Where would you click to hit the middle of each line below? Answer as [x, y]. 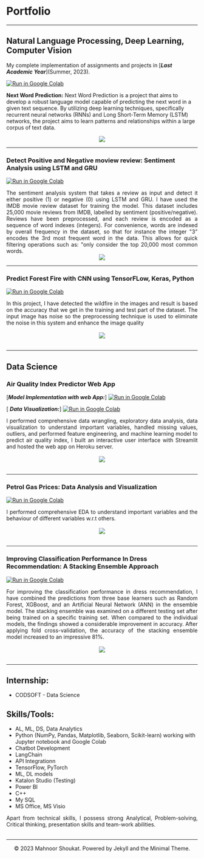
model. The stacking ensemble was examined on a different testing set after [102, 611]
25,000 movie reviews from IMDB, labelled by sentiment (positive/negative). [102, 212]
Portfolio [29, 11]
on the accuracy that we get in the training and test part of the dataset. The [102, 310]
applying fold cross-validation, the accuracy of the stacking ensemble [102, 630]
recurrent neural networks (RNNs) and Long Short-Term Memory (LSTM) [97, 114]
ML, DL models [34, 774]
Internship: [28, 681]
